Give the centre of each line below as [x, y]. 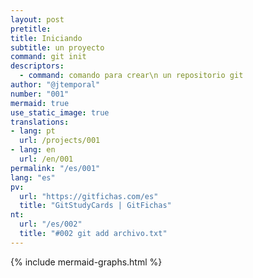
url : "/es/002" [51, 224]
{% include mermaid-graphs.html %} [86, 262]
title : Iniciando [46, 38]
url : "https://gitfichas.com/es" [89, 196]
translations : [40, 122]
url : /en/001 [46, 159]
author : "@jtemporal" [55, 85]
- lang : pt [33, 131]
